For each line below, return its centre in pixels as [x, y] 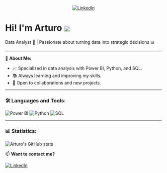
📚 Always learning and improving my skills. [57, 76]
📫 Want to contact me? [30, 154]
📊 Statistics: [21, 131]
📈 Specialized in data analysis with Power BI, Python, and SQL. [77, 68]
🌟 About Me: [18, 58]
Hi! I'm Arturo [34, 28]
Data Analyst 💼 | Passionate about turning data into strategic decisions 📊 [80, 42]
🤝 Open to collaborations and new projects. [57, 83]
